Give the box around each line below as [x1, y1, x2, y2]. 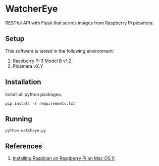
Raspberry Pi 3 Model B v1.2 [12, 58, 72, 64]
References [5, 142, 42, 150]
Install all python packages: [5, 91, 62, 97]
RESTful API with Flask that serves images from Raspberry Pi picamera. [5, 20, 154, 26]
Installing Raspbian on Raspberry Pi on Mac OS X [12, 155, 115, 161]
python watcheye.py [5, 128, 46, 133]
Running [5, 114, 33, 123]
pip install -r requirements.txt [5, 101, 76, 106]
